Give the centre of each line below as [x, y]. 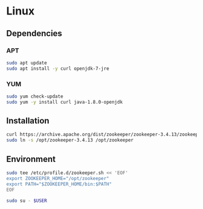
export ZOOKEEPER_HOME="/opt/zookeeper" [58, 178]
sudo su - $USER [27, 201]
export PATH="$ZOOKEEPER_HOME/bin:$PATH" [59, 184]
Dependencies [34, 33]
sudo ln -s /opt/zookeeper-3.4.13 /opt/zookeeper [70, 140]
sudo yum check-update [35, 96]
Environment [31, 159]
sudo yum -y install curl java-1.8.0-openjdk [64, 102]
